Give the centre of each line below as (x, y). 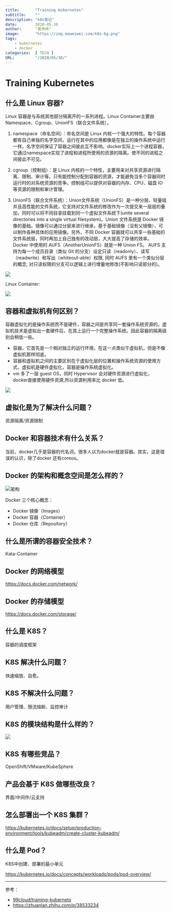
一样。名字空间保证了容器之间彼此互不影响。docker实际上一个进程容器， (90, 146)
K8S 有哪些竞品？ (33, 754)
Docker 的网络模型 (35, 571)
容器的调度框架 (21, 644)
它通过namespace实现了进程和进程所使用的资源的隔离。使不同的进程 (85, 153)
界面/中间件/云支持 (25, 797)
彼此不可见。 (31, 159)
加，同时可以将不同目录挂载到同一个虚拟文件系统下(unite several (81, 213)
